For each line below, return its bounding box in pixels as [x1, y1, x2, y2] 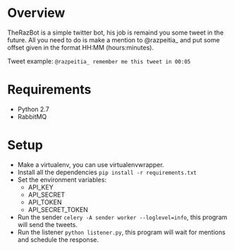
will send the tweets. [17, 220, 78, 228]
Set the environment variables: [17, 175, 107, 184]
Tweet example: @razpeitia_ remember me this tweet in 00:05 [7, 56, 191, 65]
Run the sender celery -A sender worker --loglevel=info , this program [17, 213, 228, 221]
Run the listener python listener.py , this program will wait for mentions [17, 228, 226, 236]
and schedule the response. [17, 235, 99, 244]
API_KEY [27, 183, 54, 191]
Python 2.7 [17, 104, 49, 114]
